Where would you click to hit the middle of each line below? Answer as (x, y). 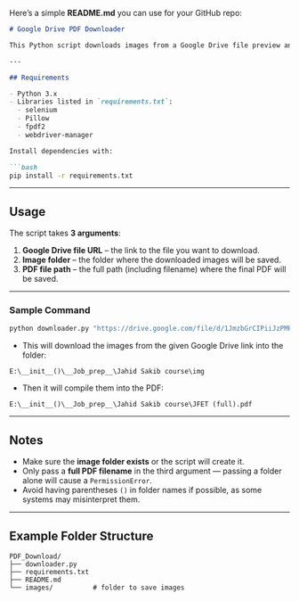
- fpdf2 (32, 127)
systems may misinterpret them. (81, 499)
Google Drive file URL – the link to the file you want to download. (141, 251)
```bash (24, 167)
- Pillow (33, 119)
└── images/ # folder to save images (97, 588)
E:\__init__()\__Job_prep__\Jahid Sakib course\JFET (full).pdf (131, 405)
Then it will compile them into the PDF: (93, 388)
